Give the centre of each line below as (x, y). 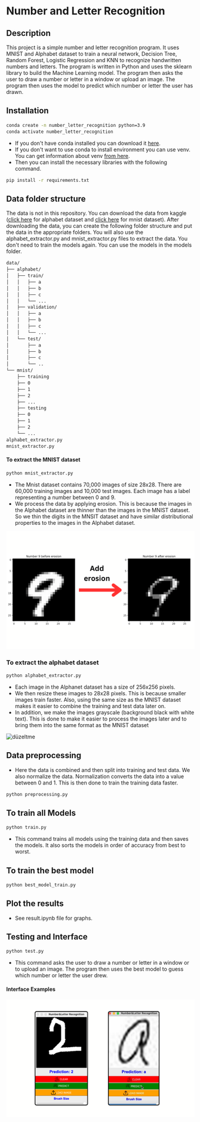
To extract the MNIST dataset (43, 460)
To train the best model (50, 870)
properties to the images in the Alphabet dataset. (75, 522)
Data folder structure (46, 199)
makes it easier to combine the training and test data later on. (90, 706)
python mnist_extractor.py (40, 473)
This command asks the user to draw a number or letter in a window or (102, 963)
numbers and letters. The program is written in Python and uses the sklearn (99, 66)
